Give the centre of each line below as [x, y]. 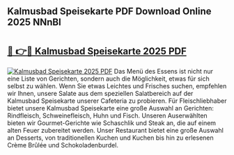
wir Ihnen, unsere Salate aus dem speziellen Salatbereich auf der [100, 93]
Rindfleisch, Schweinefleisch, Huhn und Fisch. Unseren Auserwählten [107, 115]
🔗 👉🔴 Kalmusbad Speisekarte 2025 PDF [97, 51]
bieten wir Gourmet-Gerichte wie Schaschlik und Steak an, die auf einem [112, 123]
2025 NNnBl [34, 23]
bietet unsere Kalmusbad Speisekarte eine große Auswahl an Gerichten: [110, 108]
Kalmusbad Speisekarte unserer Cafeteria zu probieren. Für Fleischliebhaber [117, 101]
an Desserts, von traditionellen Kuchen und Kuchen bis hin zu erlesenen [110, 138]
